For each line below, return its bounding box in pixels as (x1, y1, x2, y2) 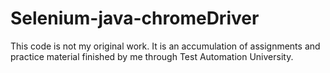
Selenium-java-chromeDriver (10, 7, 260, 30)
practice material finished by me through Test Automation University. (10, 50, 294, 62)
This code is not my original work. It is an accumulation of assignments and (10, 40, 321, 52)
